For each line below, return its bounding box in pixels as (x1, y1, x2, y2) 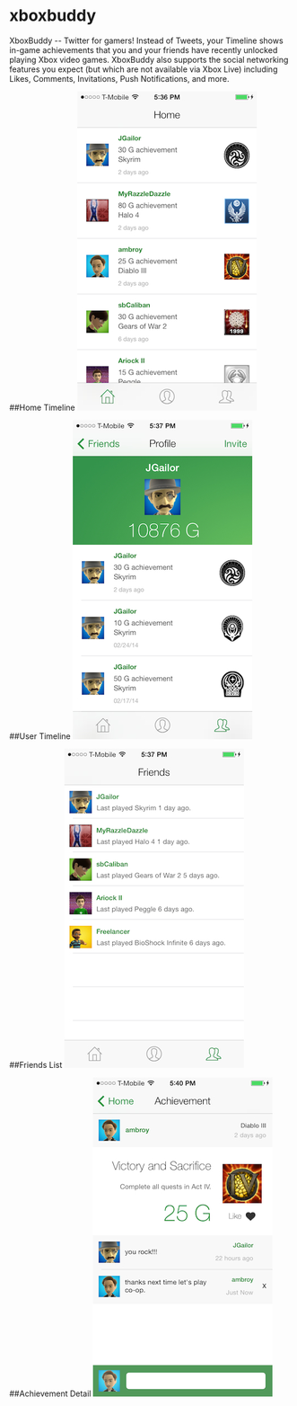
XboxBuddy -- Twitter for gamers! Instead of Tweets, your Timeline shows (9, 35, 284, 46)
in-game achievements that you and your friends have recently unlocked (9, 44, 278, 55)
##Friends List (9, 1059, 63, 1070)
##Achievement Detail (9, 1388, 92, 1399)
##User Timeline (9, 730, 71, 742)
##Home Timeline (9, 402, 75, 413)
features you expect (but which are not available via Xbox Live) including (9, 64, 278, 75)
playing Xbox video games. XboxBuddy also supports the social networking (9, 54, 289, 65)
